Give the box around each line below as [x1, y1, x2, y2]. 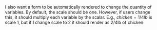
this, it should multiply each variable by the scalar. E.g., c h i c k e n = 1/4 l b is [5, 15, 153, 20]
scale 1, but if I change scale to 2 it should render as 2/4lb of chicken [5, 19, 144, 25]
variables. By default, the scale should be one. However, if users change [5, 9, 151, 15]
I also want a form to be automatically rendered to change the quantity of [5, 4, 152, 10]
